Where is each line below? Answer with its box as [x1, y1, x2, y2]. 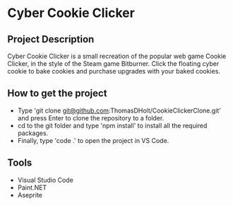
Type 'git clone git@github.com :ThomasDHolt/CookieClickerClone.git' [17, 106, 221, 115]
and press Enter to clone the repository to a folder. [17, 113, 165, 122]
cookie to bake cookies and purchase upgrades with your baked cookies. [7, 67, 221, 75]
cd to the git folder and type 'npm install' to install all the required [17, 121, 208, 130]
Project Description [7, 33, 95, 45]
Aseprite [17, 190, 42, 199]
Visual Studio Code [17, 176, 74, 184]
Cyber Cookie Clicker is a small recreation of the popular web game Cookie [7, 52, 227, 60]
